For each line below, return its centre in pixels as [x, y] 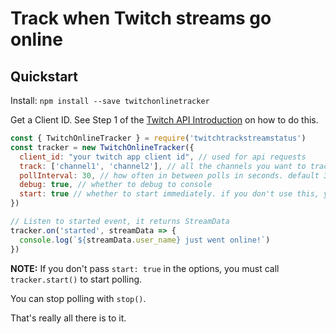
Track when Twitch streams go [141, 18]
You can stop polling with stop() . [78, 298]
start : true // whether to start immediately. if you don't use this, [169, 194]
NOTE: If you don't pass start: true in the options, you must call [145, 268]
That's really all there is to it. [68, 318]
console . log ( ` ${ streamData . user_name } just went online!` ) [145, 240]
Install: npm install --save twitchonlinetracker [110, 100]
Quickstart [44, 76]
